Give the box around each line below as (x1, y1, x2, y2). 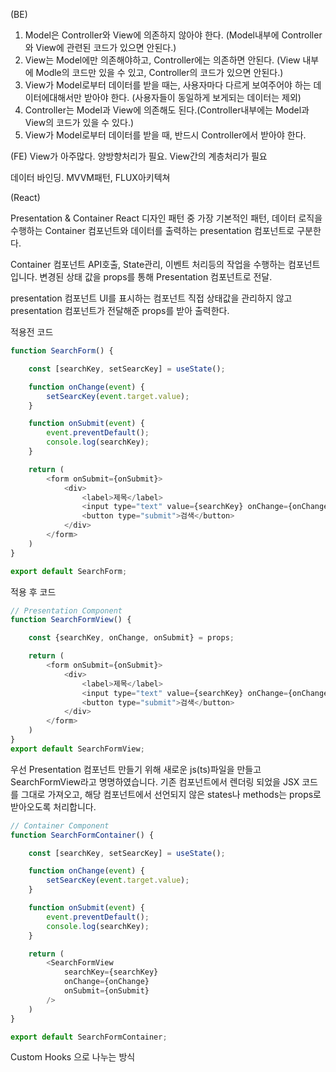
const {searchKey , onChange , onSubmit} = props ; (28, 633, 235, 643)
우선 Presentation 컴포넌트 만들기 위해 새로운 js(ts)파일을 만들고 (10, 763, 262, 775)
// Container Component (10, 820, 110, 831)
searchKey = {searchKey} (63, 967, 159, 978)
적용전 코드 (10, 326, 54, 338)
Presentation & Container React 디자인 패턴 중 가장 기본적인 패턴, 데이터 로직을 (10, 212, 323, 224)
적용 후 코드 (10, 585, 57, 598)
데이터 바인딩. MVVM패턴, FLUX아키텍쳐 (10, 172, 171, 183)
